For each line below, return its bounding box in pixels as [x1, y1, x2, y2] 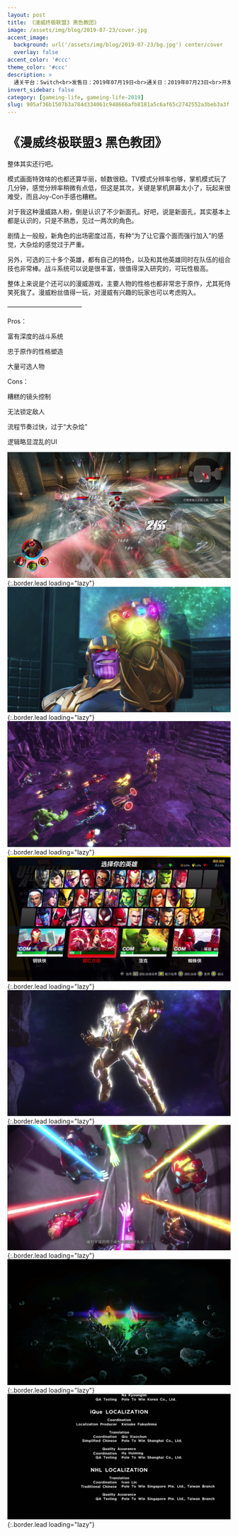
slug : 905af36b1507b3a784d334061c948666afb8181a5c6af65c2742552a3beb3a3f [7, 101, 230, 108]
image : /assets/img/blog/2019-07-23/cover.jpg [7, 26, 147, 33]
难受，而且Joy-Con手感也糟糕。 [7, 192, 101, 201]
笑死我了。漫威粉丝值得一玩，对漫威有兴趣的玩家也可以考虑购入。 [7, 288, 200, 297]
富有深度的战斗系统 [7, 332, 64, 340]
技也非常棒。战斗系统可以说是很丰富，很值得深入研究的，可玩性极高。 [7, 265, 212, 273]
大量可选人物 [7, 362, 45, 371]
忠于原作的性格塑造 [7, 347, 64, 356]
